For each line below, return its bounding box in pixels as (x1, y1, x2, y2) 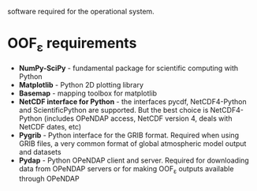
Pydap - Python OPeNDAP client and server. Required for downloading (18, 155, 249, 165)
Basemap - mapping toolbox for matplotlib (18, 88, 158, 98)
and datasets (18, 147, 61, 156)
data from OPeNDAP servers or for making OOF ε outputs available (18, 163, 234, 175)
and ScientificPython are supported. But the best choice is (18, 105, 209, 114)
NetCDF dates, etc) (18, 122, 82, 131)
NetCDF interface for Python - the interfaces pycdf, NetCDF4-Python (18, 96, 247, 106)
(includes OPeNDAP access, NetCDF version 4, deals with (43, 114, 233, 123)
